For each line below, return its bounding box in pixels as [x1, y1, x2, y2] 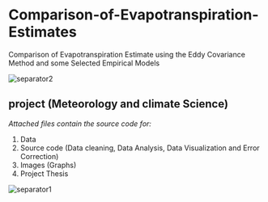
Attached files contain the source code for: [8, 119, 152, 128]
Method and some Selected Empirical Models [8, 58, 160, 68]
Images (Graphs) [19, 160, 77, 170]
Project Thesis [19, 168, 69, 179]
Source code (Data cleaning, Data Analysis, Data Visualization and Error [19, 143, 261, 153]
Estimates [8, 23, 77, 41]
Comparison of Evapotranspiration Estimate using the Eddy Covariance [8, 49, 245, 59]
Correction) [19, 151, 59, 161]
